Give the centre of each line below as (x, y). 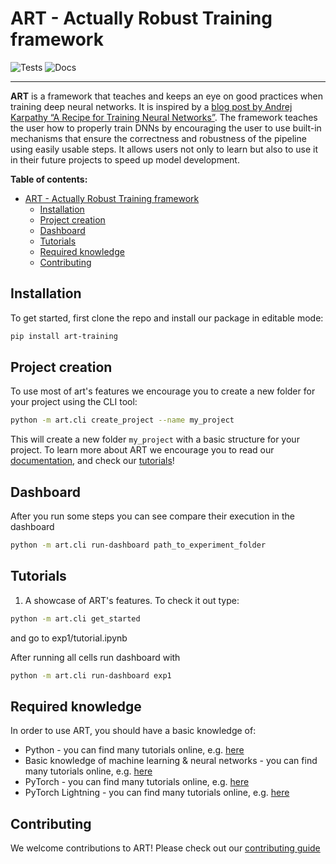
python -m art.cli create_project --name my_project (122, 420)
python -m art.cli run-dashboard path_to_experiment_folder (138, 545)
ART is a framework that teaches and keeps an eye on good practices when (166, 96)
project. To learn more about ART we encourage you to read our (142, 450)
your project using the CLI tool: (74, 402)
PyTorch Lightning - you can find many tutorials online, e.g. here (157, 793)
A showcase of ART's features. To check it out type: (132, 600)
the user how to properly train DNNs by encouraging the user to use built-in (166, 128)
